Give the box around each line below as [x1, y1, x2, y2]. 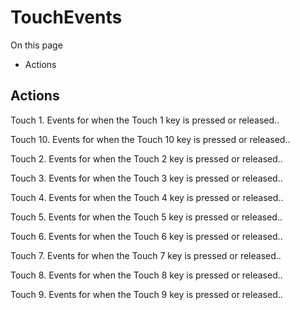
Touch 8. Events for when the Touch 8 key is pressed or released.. [10, 269, 283, 281]
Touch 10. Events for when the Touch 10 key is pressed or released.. [10, 133, 291, 145]
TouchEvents [10, 6, 123, 29]
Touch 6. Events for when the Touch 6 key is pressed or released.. [10, 230, 283, 242]
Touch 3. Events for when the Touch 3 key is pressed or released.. [10, 172, 283, 184]
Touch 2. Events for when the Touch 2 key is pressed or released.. [10, 152, 283, 165]
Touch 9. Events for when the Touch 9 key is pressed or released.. [10, 288, 283, 300]
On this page [10, 39, 63, 51]
